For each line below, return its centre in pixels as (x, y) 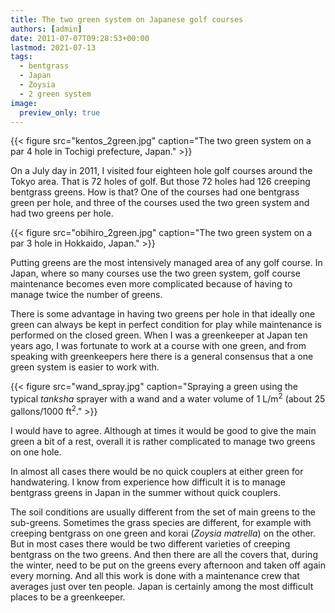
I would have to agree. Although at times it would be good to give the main (163, 430)
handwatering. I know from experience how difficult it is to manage (148, 482)
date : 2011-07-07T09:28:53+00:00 (80, 38)
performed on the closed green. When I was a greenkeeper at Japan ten (159, 335)
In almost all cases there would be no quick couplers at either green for (157, 471)
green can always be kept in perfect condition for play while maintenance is (166, 325)
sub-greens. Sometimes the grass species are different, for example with (161, 522)
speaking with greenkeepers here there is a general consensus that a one (162, 357)
